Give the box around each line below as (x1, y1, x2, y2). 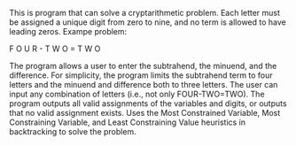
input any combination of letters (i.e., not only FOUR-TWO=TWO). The (9, 88, 265, 99)
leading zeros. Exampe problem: (9, 27, 128, 36)
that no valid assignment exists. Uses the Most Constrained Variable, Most (9, 108, 281, 118)
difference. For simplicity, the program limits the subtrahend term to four (9, 70, 273, 81)
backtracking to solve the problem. (9, 127, 136, 136)
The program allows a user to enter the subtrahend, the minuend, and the (9, 61, 277, 71)
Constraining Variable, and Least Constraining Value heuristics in (9, 117, 246, 127)
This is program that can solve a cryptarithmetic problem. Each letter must (9, 8, 281, 18)
